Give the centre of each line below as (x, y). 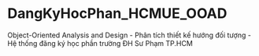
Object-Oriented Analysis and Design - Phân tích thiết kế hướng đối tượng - (129, 35)
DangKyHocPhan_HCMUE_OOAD (117, 14)
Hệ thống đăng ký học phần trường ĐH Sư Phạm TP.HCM (100, 43)
